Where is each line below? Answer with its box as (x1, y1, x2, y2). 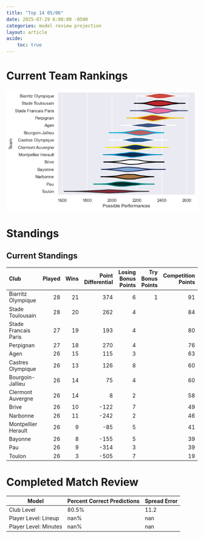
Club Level (8, 506, 36, 513)
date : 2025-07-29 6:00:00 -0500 (6, 16, 88, 23)
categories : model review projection (6, 23, 102, 29)
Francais (8, 327, 31, 334)
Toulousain (8, 311, 36, 319)
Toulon (8, 452, 26, 459)
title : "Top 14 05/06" (6, 10, 64, 16)
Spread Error (144, 497, 178, 504)
